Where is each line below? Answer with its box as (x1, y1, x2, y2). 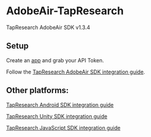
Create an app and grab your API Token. (6, 56, 104, 63)
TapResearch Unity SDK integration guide (6, 113, 108, 120)
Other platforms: (6, 85, 69, 95)
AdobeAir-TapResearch (6, 4, 124, 18)
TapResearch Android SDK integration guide (6, 101, 114, 108)
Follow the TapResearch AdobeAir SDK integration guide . (6, 68, 145, 75)
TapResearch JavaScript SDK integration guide (6, 124, 121, 131)
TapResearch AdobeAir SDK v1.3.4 (6, 24, 91, 31)
